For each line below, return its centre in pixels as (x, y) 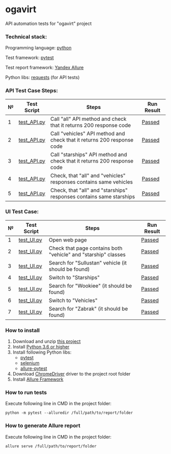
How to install (22, 330)
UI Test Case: (22, 211)
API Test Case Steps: (32, 91)
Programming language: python (38, 48)
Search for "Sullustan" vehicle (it (88, 262)
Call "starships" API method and (89, 154)
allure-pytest (34, 368)
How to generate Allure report (43, 425)
